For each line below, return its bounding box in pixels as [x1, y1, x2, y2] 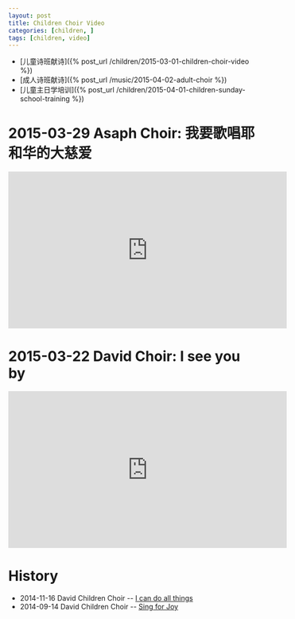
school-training [19, 94, 70, 104]
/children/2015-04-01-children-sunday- [116, 85, 246, 95]
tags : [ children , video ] [8, 33, 91, 42]
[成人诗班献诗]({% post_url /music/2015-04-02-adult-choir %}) [19, 75, 227, 84]
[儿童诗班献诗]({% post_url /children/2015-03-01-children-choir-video [19, 57, 250, 66]
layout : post [8, 11, 52, 20]
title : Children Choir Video [8, 19, 105, 27]
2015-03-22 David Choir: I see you [8, 347, 241, 366]
